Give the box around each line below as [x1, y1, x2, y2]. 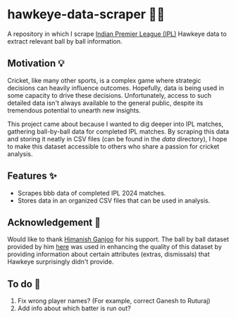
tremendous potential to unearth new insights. [7, 106, 141, 115]
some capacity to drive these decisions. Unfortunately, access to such [7, 91, 212, 99]
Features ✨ [7, 170, 57, 182]
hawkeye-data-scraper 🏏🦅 [7, 6, 166, 23]
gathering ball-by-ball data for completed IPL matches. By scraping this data [7, 127, 230, 136]
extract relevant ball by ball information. [7, 37, 123, 45]
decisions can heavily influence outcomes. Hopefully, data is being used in [7, 84, 224, 92]
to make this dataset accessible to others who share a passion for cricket [7, 142, 220, 151]
